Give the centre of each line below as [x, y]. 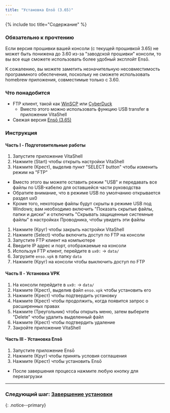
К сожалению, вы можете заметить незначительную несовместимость [83, 69]
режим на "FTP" [30, 172]
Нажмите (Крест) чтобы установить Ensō [57, 361]
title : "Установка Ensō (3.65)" [39, 10]
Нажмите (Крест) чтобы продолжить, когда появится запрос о [80, 301]
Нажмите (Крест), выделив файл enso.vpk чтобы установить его [82, 290]
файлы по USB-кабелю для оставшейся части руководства [76, 188]
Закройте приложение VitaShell [47, 328]
